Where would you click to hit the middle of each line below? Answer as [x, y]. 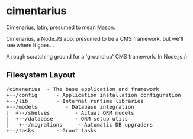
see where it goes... [30, 45]
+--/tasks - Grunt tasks [52, 130]
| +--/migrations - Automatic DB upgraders [80, 125]
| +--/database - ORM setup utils [67, 119]
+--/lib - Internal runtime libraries [75, 101]
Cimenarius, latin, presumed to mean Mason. [61, 27]
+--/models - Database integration [70, 107]
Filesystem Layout [41, 75]
